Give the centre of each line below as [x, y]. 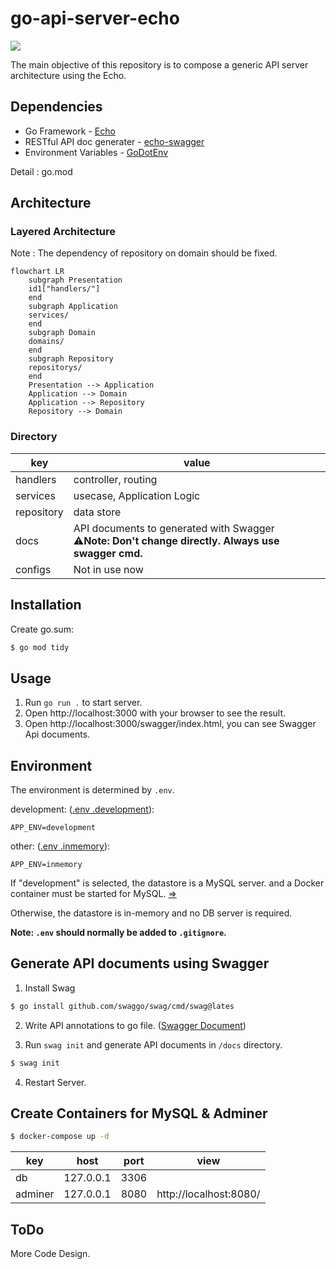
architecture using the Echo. [68, 75]
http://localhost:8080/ [208, 1194]
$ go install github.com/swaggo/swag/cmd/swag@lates [122, 1006]
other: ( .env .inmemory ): [60, 846]
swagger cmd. [108, 553]
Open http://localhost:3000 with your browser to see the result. [155, 713]
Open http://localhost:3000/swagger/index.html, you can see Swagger [170, 724]
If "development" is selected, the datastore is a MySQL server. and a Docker [167, 883]
